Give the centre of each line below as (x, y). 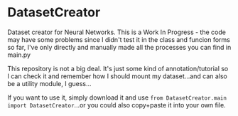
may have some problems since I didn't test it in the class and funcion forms (119, 39)
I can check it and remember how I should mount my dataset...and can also (117, 76)
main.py (19, 55)
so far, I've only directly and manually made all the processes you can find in (119, 47)
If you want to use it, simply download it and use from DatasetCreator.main (117, 97)
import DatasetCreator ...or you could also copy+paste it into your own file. (117, 105)
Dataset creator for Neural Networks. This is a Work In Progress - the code (117, 32)
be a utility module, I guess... (49, 83)
